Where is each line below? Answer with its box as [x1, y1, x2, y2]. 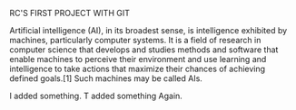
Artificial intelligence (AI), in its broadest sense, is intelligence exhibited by [9, 25, 288, 35]
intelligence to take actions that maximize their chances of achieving [9, 63, 266, 74]
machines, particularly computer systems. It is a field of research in [9, 35, 261, 45]
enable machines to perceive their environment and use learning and [9, 54, 267, 64]
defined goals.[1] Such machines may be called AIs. [9, 73, 202, 84]
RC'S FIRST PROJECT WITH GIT [9, 8, 130, 18]
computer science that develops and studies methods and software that [9, 44, 279, 55]
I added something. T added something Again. [9, 90, 183, 101]
